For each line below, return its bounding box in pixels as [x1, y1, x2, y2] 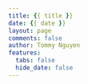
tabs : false [15, 57, 56, 65]
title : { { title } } [8, 11, 74, 20]
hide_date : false [15, 64, 74, 72]
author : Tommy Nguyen [8, 42, 81, 50]
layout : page [8, 26, 52, 34]
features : [8, 49, 42, 57]
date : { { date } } [8, 19, 66, 27]
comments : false [8, 34, 62, 42]
